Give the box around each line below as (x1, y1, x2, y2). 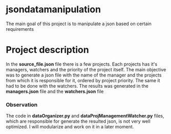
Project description (6, 44, 89, 56)
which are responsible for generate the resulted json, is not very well (6, 118, 151, 124)
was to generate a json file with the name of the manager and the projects (6, 72, 162, 78)
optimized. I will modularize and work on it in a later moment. (6, 124, 134, 130)
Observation (6, 101, 38, 108)
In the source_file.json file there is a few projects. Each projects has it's (6, 61, 158, 67)
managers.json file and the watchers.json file (6, 88, 104, 94)
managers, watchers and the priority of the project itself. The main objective (6, 66, 166, 72)
